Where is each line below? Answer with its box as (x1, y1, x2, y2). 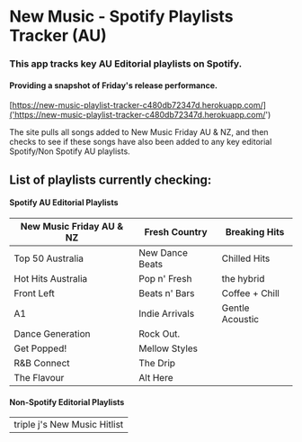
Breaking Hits (225, 225, 285, 238)
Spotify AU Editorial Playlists (9, 197, 119, 208)
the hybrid (221, 272, 265, 284)
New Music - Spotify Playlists (9, 6, 234, 27)
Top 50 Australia (13, 252, 84, 265)
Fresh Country (144, 225, 209, 238)
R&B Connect (13, 356, 70, 369)
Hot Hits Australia (13, 272, 88, 284)
